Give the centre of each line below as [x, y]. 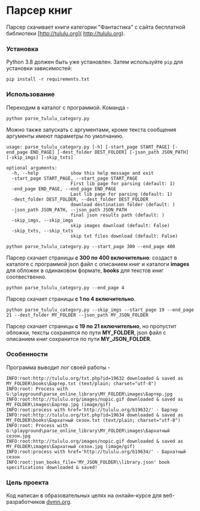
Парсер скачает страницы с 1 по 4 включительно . [71, 299]
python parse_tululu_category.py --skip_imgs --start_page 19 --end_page [100, 310]
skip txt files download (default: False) [124, 236]
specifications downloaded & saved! [52, 467]
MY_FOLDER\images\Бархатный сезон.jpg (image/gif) [71, 446]
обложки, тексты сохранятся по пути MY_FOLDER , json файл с [86, 332]
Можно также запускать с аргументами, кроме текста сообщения [91, 129]
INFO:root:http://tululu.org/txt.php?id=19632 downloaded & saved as [95, 378]
